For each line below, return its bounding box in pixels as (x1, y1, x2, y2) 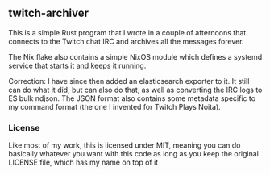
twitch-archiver (8, 6, 89, 20)
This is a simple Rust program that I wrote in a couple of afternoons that (8, 27, 247, 37)
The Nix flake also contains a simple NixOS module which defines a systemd (8, 52, 263, 61)
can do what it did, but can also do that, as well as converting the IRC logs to (8, 85, 263, 94)
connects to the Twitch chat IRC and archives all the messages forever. (8, 36, 244, 46)
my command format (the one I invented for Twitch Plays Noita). (8, 102, 222, 111)
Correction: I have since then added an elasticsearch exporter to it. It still (8, 76, 250, 85)
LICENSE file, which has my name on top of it (8, 157, 159, 168)
